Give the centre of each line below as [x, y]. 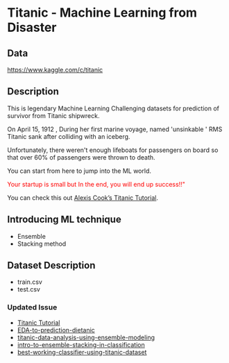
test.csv [28, 289]
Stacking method [42, 244]
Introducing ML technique [64, 220]
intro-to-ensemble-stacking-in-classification [81, 344]
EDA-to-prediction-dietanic [56, 330]
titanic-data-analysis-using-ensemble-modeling [86, 337]
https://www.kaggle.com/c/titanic [55, 70]
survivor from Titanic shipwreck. [53, 115]
